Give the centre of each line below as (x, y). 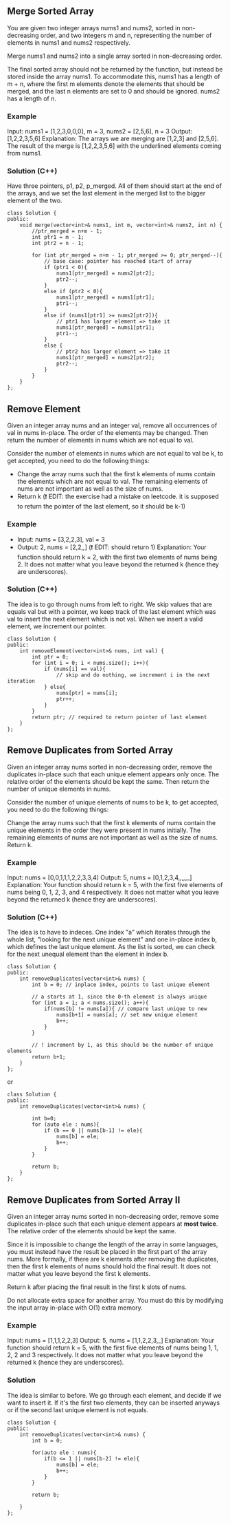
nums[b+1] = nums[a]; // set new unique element (127, 1015)
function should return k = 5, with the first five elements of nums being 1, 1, (113, 1348)
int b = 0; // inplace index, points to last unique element (121, 985)
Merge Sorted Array (50, 11)
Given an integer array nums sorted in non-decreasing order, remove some (113, 1217)
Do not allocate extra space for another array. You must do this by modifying (115, 1301)
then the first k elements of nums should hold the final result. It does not (109, 1266)
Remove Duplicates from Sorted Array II (94, 1200)
